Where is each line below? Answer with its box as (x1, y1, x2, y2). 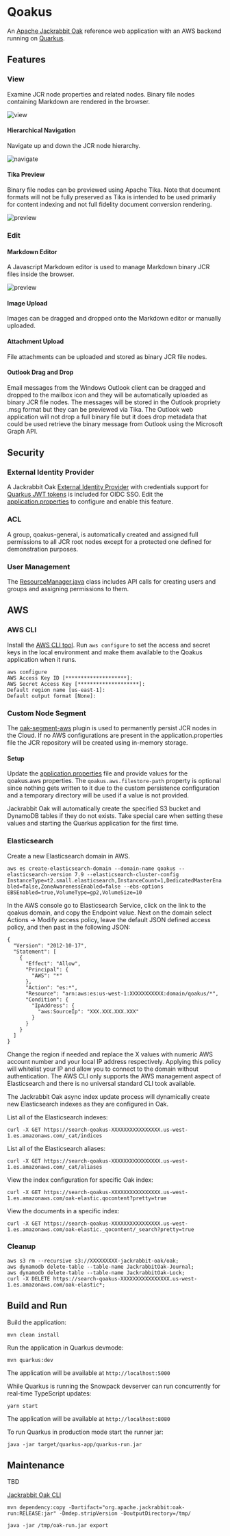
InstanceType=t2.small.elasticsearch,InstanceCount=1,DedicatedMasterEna (7, 877, 222, 884)
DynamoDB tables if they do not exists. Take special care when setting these (7, 812, 223, 820)
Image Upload (7, 299, 48, 307)
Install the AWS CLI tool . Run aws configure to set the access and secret (7, 641, 211, 649)
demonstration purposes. (7, 545, 79, 553)
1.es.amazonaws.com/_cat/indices (7, 1132, 103, 1139)
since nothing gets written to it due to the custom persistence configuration (7, 784, 220, 792)
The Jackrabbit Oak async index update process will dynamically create (7, 1092, 210, 1100)
